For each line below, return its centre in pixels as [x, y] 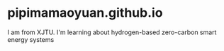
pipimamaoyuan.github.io [85, 13]
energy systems [31, 39]
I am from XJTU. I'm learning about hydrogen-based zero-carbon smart [112, 32]
